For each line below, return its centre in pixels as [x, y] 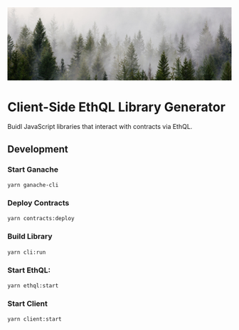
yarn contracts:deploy [41, 219]
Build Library [30, 237]
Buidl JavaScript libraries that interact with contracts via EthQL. [100, 127]
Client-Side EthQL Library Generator [117, 107]
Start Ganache [33, 169]
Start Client [28, 304]
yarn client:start [34, 319]
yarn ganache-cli [33, 185]
